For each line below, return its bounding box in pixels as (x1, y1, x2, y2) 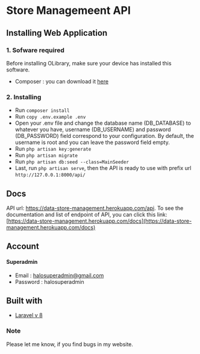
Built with (6, 295, 43, 306)
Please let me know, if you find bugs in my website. (6, 340, 134, 348)
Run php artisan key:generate (14, 145, 92, 152)
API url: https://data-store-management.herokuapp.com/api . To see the (6, 204, 184, 212)
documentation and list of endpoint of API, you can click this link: (6, 211, 167, 218)
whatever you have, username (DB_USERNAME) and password (14, 126, 171, 133)
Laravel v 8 (14, 312, 43, 319)
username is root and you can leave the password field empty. (14, 139, 170, 146)
